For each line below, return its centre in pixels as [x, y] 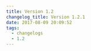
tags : [13, 28]
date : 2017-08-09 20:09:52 [39, 22]
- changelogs [27, 33]
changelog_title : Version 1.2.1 [45, 17]
